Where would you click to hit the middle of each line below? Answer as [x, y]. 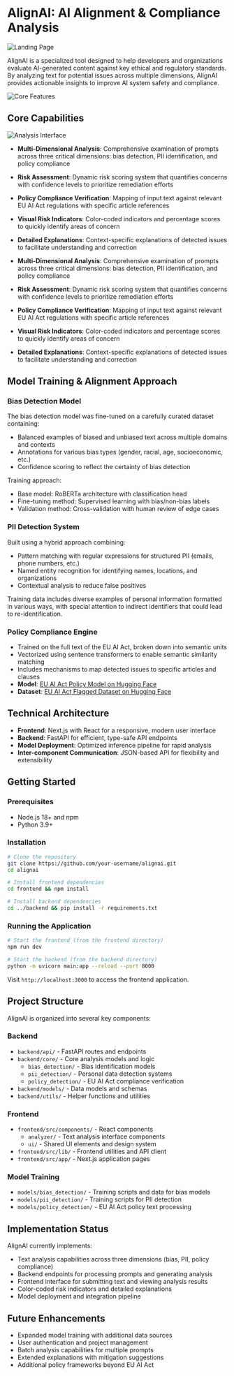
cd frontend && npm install [48, 889]
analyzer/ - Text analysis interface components [96, 1137]
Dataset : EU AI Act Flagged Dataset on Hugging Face [94, 692]
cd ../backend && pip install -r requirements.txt [82, 908]
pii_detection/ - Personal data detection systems [100, 1074]
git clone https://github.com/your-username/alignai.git [92, 864]
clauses [29, 677]
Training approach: [34, 480]
